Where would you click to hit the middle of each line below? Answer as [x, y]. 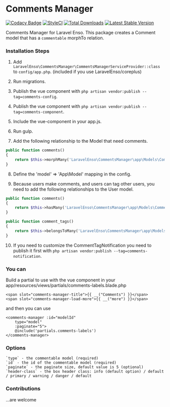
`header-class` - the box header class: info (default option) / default [85, 372]
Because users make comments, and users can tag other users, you [84, 184]
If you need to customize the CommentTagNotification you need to [82, 245]
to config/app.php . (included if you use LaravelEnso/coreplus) [77, 72]
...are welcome [21, 399]
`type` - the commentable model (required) [52, 359]
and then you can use [28, 309]
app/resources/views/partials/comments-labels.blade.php [66, 285]
